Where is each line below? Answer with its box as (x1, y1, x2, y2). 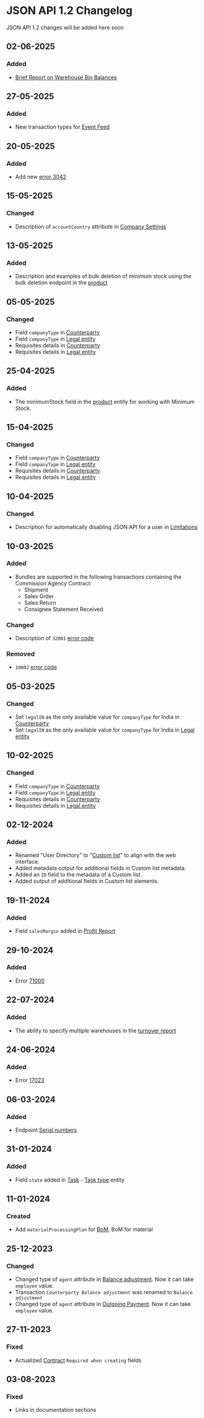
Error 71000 (15, 977, 45, 984)
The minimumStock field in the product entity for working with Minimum (15, 398, 195, 405)
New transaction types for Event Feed (15, 123, 110, 131)
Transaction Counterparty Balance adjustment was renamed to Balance (15, 1288, 193, 1296)
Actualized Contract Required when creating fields (15, 1356, 141, 1364)
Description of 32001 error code (15, 635, 94, 642)
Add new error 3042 (15, 173, 67, 180)
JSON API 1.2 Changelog (6, 4, 133, 18)
